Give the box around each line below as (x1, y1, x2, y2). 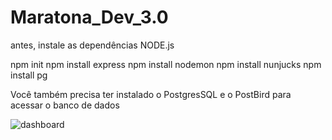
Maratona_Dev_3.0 (10, 6, 169, 29)
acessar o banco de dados (10, 99, 120, 111)
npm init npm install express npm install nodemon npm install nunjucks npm (10, 58, 322, 70)
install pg (10, 69, 48, 81)
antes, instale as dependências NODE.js (10, 39, 175, 51)
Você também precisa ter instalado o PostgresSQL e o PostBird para (10, 88, 292, 100)
